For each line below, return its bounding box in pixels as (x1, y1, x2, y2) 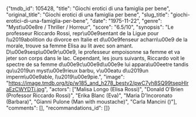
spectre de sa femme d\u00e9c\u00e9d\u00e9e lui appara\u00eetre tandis (6, 61, 189, 68)
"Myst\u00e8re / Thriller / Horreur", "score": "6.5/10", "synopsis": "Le (6, 23, 174, 30)
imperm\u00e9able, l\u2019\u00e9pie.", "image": (6, 73, 125, 80)
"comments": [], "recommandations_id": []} (6, 105, 110, 111)
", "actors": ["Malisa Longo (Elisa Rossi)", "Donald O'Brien (44, 86, 184, 92)
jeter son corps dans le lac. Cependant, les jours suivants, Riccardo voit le (6, 55, 185, 61)
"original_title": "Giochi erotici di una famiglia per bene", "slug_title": (6, 11, 170, 18)
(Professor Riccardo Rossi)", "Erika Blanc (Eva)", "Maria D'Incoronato (6, 92, 173, 99)
